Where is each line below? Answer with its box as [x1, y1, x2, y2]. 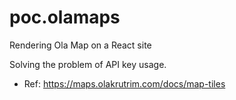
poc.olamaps [9, 6, 121, 29]
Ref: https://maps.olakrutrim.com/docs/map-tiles [23, 77, 226, 90]
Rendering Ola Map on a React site [9, 39, 152, 51]
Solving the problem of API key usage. [9, 58, 167, 70]
